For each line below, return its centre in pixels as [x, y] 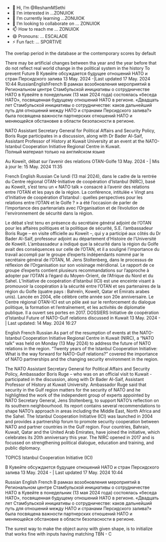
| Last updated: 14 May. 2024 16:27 [41, 323]
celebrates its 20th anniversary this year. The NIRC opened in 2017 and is [80, 437]
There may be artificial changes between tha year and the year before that [81, 63]
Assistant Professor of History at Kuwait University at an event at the [75, 141]
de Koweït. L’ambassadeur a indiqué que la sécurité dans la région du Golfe [82, 244]
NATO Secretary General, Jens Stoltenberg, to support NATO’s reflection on [82, 400]
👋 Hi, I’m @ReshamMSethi [39, 8]
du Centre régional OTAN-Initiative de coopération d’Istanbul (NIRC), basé [80, 182]
